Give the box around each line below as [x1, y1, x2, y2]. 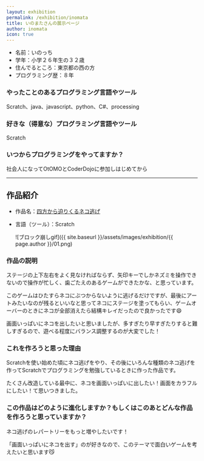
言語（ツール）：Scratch [15, 220, 75, 227]
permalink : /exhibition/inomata [6, 15, 88, 21]
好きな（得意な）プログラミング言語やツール [6, 119, 137, 128]
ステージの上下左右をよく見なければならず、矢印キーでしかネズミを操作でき [6, 271, 197, 279]
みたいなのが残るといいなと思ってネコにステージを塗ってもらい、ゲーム [11, 300, 191, 307]
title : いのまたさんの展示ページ [6, 20, 80, 26]
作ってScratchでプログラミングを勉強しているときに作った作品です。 [6, 366, 179, 374]
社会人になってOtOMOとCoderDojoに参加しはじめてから [6, 165, 148, 173]
